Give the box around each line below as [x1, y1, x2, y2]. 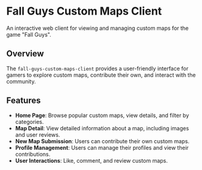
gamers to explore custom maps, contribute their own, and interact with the [6, 71, 197, 79]
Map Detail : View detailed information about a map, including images [15, 124, 189, 132]
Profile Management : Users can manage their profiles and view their [15, 144, 189, 151]
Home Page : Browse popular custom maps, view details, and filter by [15, 112, 189, 119]
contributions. [15, 151, 51, 158]
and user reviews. [15, 131, 60, 138]
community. [6, 77, 36, 85]
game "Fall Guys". [6, 30, 52, 38]
